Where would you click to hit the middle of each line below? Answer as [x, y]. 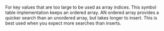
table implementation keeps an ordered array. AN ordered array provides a [82, 12]
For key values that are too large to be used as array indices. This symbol [81, 7]
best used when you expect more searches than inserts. [63, 23]
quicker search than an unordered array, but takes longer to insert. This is [81, 18]
